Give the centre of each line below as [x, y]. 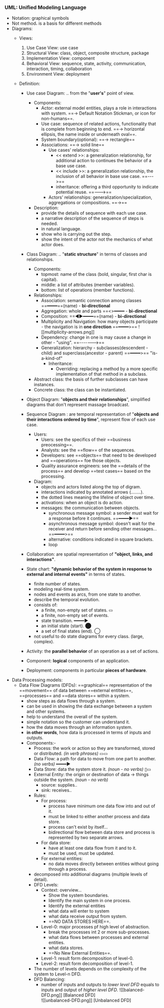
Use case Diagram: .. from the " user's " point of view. [80, 93]
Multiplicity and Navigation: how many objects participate [99, 322]
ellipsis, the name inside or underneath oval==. [89, 134]
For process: [54, 801]
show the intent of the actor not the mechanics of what [97, 239]
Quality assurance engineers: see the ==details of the [96, 466]
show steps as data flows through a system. [71, 701]
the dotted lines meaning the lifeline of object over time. [98, 497]
